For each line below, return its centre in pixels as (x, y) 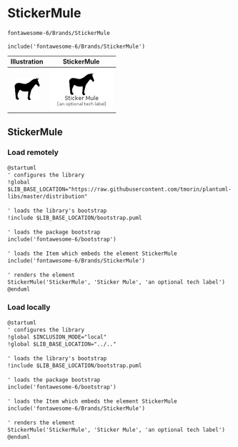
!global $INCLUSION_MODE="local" (57, 337)
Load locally (29, 307)
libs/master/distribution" (48, 196)
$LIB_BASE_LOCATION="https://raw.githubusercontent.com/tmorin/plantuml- (120, 189)
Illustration (27, 61)
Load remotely (33, 152)
